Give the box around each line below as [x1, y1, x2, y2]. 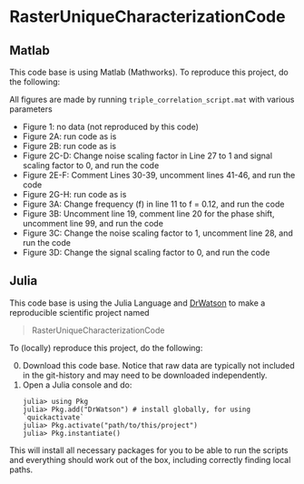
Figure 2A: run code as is [22, 131, 117, 142]
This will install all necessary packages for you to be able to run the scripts [9, 444, 289, 456]
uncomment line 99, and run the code [22, 218, 163, 228]
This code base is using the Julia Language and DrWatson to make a [9, 297, 266, 308]
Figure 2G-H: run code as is [22, 189, 127, 199]
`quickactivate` [22, 412, 84, 422]
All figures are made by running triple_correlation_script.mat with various [9, 94, 295, 105]
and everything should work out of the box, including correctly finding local [9, 454, 291, 465]
